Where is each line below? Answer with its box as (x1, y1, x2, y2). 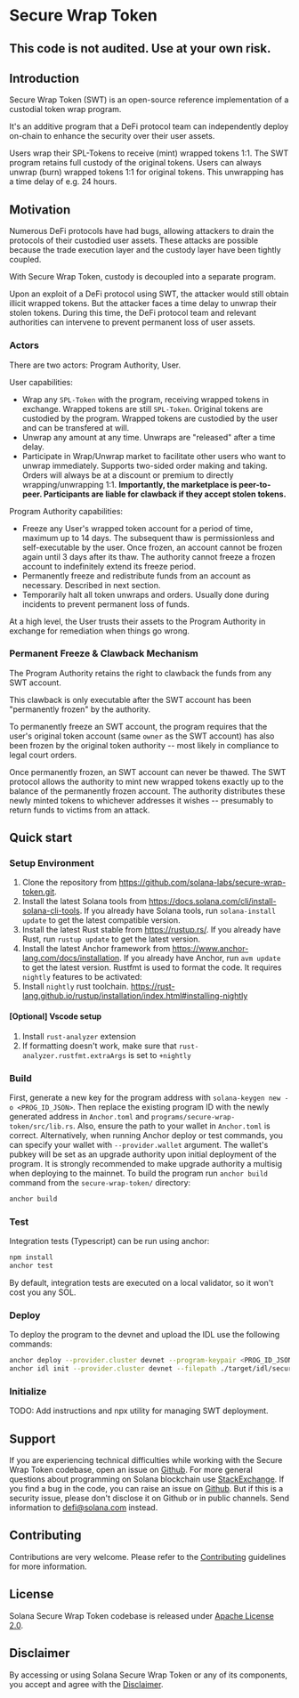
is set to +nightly (127, 1049, 191, 1060)
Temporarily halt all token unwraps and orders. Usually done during (21, 589, 270, 600)
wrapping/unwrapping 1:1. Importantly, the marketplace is (21, 479, 238, 489)
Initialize (9, 1385, 47, 1397)
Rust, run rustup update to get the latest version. (21, 934, 201, 944)
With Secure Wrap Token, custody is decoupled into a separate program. (9, 271, 277, 282)
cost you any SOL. (9, 1287, 77, 1298)
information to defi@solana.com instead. (9, 1502, 158, 1513)
